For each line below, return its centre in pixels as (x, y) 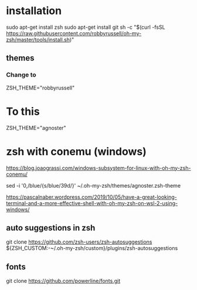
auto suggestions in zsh (51, 228)
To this (23, 111)
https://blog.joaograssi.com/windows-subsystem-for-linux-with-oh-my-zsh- (98, 168)
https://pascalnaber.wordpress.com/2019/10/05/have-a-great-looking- (91, 197)
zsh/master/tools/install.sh (38, 39)
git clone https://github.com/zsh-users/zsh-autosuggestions (79, 242)
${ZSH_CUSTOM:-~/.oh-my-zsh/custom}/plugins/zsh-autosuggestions (92, 248)
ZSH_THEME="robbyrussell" (40, 88)
